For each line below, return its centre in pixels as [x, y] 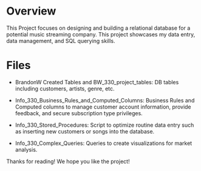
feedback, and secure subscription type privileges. [79, 113]
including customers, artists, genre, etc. [65, 89]
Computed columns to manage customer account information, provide [103, 107]
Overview [31, 11]
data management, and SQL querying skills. [61, 41]
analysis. [26, 149]
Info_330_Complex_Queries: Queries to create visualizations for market [104, 143]
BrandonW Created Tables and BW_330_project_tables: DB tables [97, 82]
